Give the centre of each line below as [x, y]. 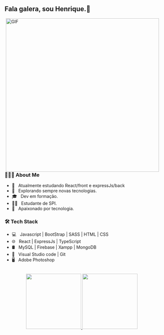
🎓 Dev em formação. [35, 196]
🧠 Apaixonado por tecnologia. [43, 209]
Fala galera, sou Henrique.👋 [48, 9]
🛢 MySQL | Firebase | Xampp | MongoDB [54, 247]
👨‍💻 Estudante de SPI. [34, 203]
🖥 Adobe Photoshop [33, 260]
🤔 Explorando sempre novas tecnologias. [54, 191]
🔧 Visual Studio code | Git [38, 254]
